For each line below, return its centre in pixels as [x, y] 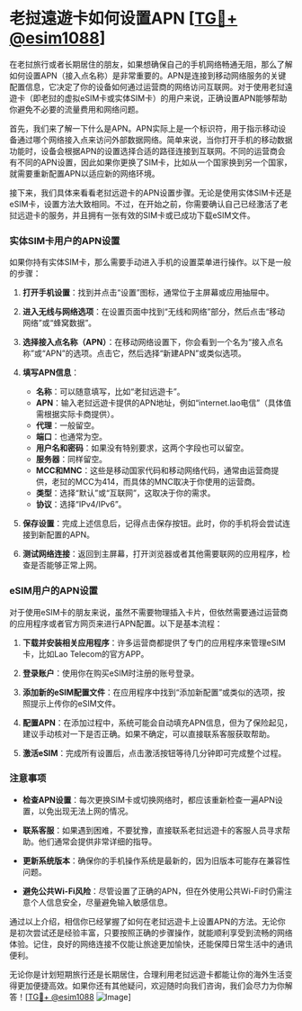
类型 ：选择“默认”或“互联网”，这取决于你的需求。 [125, 493]
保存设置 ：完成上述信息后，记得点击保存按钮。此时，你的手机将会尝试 [152, 524]
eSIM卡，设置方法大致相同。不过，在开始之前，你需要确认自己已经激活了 [145, 204]
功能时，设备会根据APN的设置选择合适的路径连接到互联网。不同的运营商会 [147, 150]
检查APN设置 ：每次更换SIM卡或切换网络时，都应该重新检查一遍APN [149, 799]
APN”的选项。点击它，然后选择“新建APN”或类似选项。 [146, 353]
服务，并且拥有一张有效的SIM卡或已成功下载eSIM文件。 [151, 215]
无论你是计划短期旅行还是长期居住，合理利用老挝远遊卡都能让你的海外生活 [147, 974]
